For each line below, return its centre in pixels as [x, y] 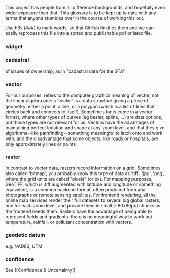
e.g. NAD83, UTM [24, 246]
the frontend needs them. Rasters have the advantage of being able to [79, 211]
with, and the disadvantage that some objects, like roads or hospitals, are [82, 138]
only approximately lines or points [41, 144]
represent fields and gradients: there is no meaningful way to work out [79, 216]
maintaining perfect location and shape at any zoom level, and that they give [85, 128]
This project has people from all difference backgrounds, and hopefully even [85, 7]
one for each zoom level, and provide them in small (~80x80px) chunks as [83, 205]
